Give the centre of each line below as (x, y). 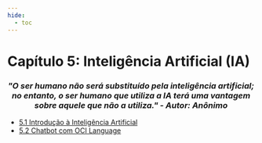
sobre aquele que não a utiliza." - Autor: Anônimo (131, 105)
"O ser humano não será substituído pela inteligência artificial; (131, 85)
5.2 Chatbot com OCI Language (70, 130)
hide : (16, 15)
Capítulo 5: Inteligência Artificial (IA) (129, 61)
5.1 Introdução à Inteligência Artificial (78, 122)
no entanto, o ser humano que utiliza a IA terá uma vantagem (131, 95)
